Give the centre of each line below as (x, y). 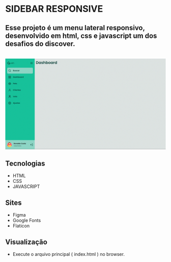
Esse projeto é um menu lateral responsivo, (75, 28)
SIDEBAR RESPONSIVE (54, 9)
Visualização (26, 242)
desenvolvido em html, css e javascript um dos (81, 35)
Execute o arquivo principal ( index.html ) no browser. (68, 254)
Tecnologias (25, 163)
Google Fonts (27, 221)
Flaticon (21, 226)
